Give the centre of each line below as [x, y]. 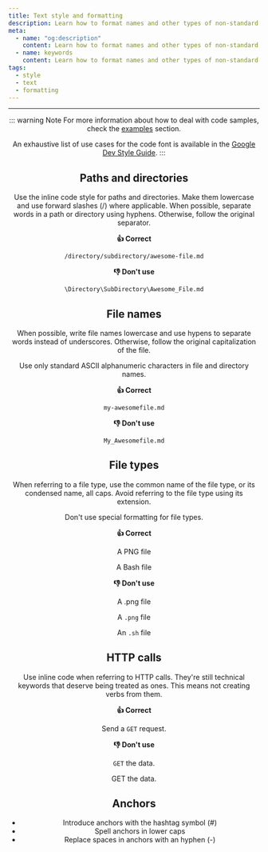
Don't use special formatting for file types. [134, 517]
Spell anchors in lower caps [140, 831]
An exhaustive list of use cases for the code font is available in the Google [134, 144]
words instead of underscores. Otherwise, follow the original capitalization [134, 342]
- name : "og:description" [59, 38]
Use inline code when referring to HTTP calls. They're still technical [134, 677]
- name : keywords [44, 53]
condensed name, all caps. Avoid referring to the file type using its [134, 493]
